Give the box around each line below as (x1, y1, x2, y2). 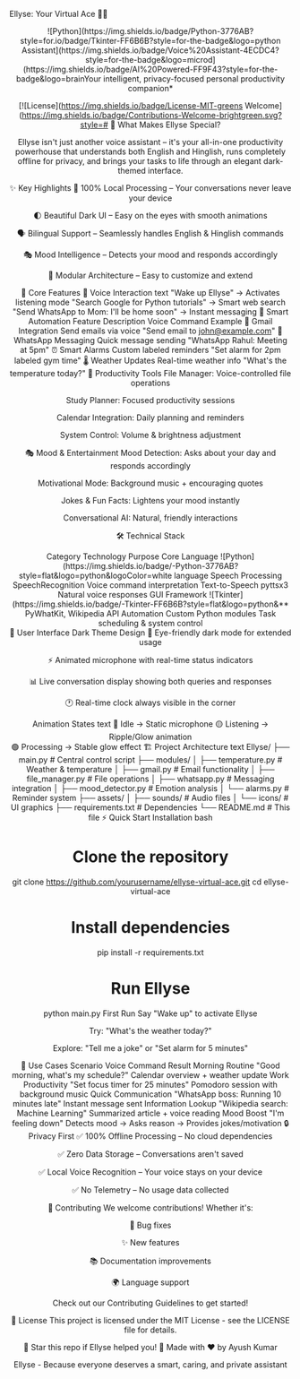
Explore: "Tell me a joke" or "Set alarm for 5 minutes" (52, 1042, 249, 1053)
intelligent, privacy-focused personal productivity (102, 73, 285, 84)
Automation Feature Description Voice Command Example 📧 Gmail (28, 316, 273, 326)
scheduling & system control (98, 618, 203, 628)
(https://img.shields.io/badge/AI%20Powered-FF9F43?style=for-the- (22, 64, 279, 74)
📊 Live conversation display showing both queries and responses (29, 677, 272, 686)
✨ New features (121, 1237, 180, 1247)
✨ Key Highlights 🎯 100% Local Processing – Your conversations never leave (9, 183, 292, 193)
